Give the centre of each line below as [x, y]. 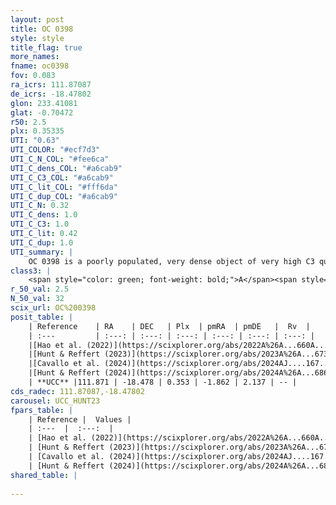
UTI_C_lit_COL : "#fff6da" [64, 187]
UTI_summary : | [42, 252]
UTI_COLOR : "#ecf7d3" [55, 150]
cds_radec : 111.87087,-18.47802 [77, 391]
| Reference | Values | [80, 419]
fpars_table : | [42, 410]
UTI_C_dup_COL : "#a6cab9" [64, 196]
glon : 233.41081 [44, 103]
